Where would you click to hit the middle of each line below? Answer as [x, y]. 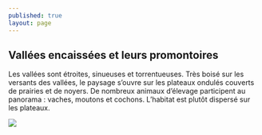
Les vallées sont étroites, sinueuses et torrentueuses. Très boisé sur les [126, 74]
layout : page [30, 23]
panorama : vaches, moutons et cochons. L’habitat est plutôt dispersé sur [129, 99]
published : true [35, 15]
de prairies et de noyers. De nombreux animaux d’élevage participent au [127, 91]
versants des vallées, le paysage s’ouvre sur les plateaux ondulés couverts [131, 83]
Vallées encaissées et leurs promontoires [113, 55]
